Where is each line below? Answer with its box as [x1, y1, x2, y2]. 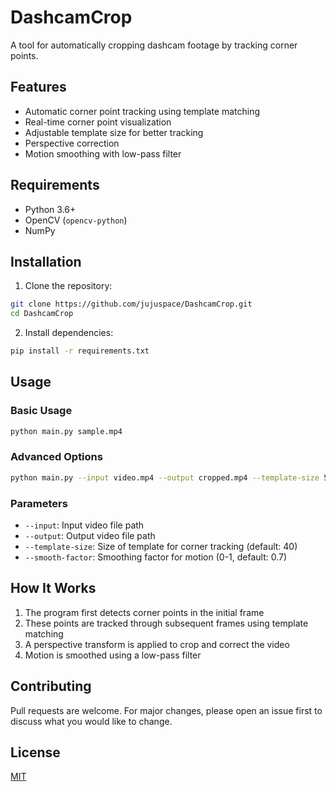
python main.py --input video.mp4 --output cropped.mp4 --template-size [10, 472, 320, 483]
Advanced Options [10, 450, 103, 464]
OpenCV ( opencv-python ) [24, 214, 128, 226]
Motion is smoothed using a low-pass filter [24, 649, 202, 661]
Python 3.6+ [24, 203, 77, 215]
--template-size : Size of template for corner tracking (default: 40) [24, 541, 298, 553]
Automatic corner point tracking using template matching [24, 105, 261, 117]
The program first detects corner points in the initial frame [24, 606, 265, 618]
